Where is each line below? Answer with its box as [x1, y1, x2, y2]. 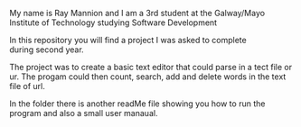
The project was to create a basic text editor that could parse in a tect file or [9, 62, 293, 72]
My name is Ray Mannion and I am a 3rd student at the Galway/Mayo [9, 8, 265, 18]
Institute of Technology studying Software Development [9, 17, 218, 28]
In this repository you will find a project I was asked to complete [9, 35, 247, 45]
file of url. [9, 81, 45, 91]
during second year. [9, 44, 84, 55]
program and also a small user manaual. [9, 108, 158, 118]
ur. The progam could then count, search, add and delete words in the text [9, 71, 287, 82]
